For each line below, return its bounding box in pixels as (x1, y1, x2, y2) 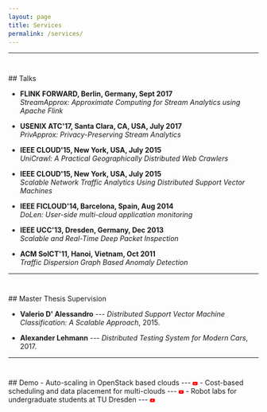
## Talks (8, 73, 37, 83)
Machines (19, 185, 53, 195)
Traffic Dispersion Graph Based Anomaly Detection (19, 257, 188, 266)
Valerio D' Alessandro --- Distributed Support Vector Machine (19, 309, 225, 319)
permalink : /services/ (8, 29, 83, 37)
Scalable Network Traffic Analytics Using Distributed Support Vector (19, 177, 246, 187)
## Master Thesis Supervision (8, 294, 107, 304)
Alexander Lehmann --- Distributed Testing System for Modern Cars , (19, 333, 249, 343)
